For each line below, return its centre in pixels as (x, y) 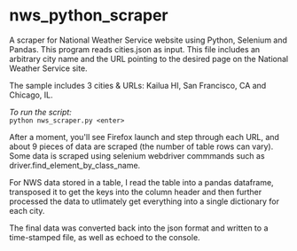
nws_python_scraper (89, 16)
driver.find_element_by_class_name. (75, 165)
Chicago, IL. (31, 95)
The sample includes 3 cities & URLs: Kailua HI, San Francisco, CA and (138, 85)
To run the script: (41, 112)
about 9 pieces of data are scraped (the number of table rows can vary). (141, 146)
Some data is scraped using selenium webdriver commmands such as (137, 155)
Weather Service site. (48, 68)
